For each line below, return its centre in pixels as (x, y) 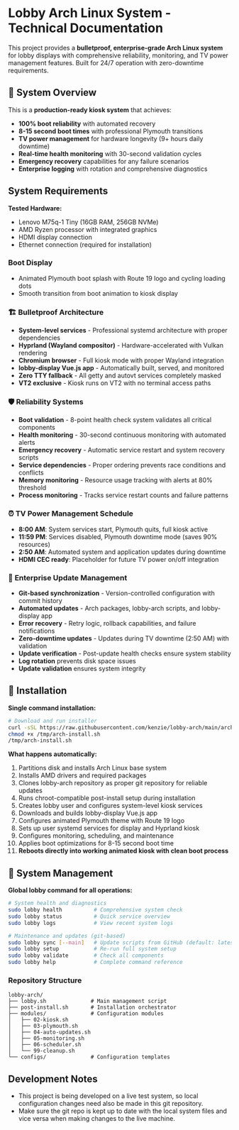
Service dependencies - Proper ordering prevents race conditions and (122, 465)
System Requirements (58, 191)
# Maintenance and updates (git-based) (67, 936)
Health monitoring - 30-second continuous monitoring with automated (122, 435)
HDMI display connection (55, 237)
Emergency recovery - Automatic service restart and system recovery (122, 450)
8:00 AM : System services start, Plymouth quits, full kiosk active (113, 529)
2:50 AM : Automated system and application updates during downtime (122, 552)
